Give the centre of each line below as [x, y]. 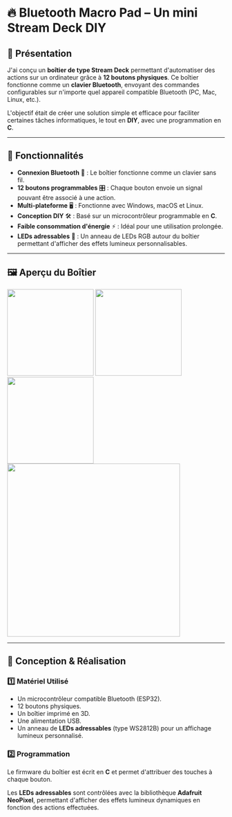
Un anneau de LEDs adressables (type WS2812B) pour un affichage [114, 728]
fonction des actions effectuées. [53, 807]
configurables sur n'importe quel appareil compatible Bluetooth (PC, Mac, [112, 92]
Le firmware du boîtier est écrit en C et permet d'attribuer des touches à [110, 772]
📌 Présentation [40, 53]
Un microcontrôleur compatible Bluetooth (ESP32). [89, 699]
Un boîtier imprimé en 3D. [54, 714]
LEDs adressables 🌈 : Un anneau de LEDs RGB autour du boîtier [108, 236]
